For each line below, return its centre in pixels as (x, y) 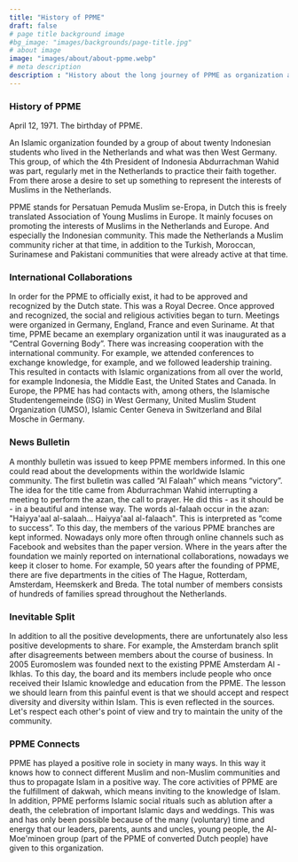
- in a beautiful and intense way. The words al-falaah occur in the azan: (139, 509)
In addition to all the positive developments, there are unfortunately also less (149, 636)
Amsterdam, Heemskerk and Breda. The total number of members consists (146, 584)
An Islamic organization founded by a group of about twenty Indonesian (140, 143)
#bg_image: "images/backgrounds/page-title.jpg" (101, 42)
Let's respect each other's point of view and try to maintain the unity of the (146, 711)
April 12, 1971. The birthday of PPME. (76, 126)
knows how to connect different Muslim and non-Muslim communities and (145, 772)
